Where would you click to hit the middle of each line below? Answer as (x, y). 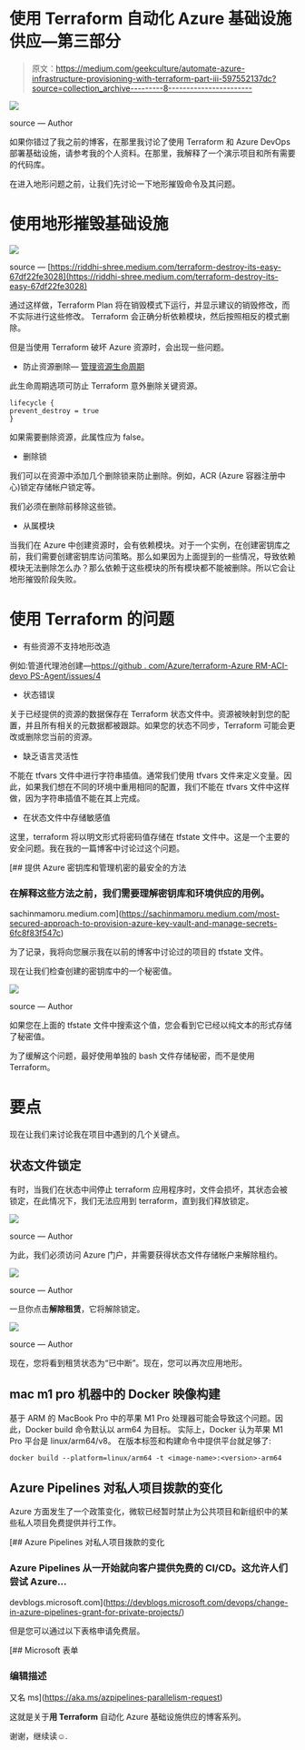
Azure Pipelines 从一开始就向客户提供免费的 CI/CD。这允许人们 (149, 1568)
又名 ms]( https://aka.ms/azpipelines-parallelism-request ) (116, 1697)
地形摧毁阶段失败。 (45, 579)
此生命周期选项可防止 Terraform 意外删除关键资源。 (106, 385)
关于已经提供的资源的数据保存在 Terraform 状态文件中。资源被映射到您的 (146, 713)
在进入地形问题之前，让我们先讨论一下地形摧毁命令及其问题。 (125, 184)
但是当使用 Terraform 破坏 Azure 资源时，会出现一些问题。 (119, 347)
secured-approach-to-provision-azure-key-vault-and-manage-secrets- (143, 924)
